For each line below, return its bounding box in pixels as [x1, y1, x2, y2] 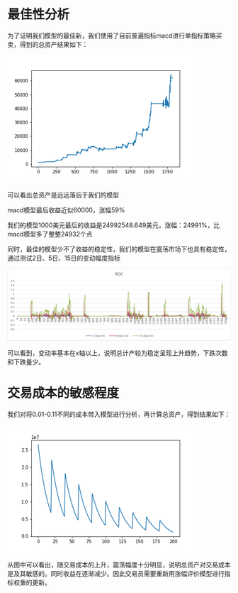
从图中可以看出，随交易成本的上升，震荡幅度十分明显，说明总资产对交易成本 [7, 560, 231, 569]
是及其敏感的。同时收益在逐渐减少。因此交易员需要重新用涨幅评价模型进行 [7, 569, 225, 577]
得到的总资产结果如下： [19, 40, 89, 48]
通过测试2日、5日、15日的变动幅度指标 [7, 254, 120, 262]
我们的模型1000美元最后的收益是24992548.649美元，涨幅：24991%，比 [7, 221, 220, 229]
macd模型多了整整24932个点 [7, 229, 93, 238]
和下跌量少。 [7, 357, 45, 366]
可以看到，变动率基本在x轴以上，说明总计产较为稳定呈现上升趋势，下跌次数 [7, 349, 228, 357]
